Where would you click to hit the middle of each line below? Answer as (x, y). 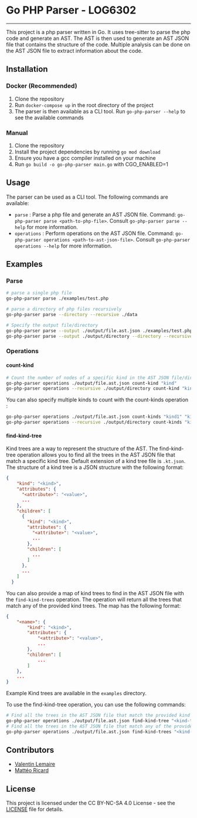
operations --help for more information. (63, 246)
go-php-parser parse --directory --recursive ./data (72, 315)
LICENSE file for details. (35, 809)
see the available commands (49, 118)
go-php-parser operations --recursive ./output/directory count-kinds (94, 423)
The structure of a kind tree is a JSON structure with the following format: (95, 467)
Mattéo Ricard (31, 770)
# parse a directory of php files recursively (64, 309)
